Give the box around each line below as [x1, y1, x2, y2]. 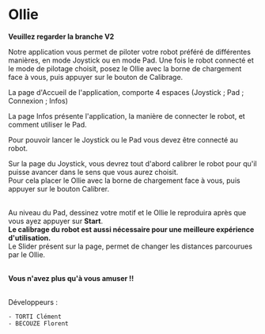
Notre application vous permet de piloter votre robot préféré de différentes [8, 47, 252, 56]
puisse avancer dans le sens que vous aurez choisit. [8, 167, 179, 176]
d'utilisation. [8, 233, 51, 242]
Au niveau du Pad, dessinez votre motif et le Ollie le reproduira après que [8, 207, 247, 217]
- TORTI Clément [8, 313, 62, 321]
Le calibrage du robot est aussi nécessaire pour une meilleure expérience [8, 224, 255, 234]
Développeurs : [8, 297, 58, 306]
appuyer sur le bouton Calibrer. [8, 184, 109, 193]
